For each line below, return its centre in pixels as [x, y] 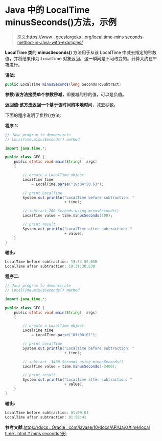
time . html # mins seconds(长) [36, 433]
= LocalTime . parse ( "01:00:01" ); [64, 335]
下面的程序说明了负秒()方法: [33, 115]
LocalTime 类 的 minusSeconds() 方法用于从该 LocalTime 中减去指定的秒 [79, 52]
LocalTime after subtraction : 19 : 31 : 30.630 [50, 267]
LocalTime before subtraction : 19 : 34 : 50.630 [51, 262]
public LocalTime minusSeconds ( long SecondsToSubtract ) [63, 84]
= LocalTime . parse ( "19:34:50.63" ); [68, 184]
